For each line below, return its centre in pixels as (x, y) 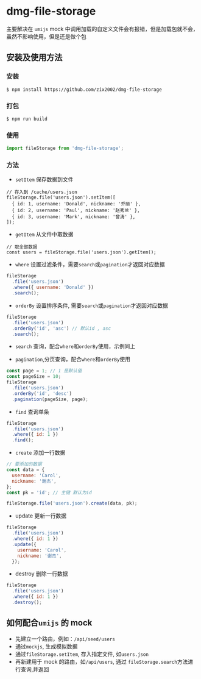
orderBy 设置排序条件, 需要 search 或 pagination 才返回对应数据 (92, 305)
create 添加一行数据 (40, 453)
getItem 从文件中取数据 (44, 234)
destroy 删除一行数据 (41, 574)
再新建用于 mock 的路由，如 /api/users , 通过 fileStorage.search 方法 (101, 661)
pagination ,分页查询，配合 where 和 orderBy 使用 (73, 359)
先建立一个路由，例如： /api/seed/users (65, 639)
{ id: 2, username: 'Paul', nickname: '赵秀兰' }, (76, 211)
